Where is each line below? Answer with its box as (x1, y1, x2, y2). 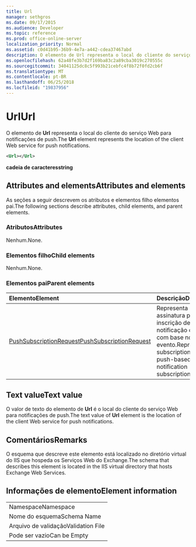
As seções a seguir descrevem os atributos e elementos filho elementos (6, 196, 180, 203)
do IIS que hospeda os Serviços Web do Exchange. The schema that (6, 457, 169, 464)
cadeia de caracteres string (6, 163, 73, 170)
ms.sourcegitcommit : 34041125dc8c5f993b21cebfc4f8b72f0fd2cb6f (6, 63, 163, 69)
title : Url (6, 8, 33, 15)
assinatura (156, 312, 185, 320)
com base (156, 333, 184, 341)
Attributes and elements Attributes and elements (6, 181, 185, 191)
